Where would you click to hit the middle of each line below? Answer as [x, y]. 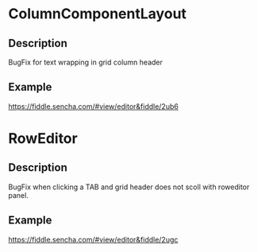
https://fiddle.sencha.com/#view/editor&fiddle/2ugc [93, 239]
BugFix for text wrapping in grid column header [85, 62]
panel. [19, 195]
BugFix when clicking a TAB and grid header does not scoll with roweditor [129, 187]
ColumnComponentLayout [97, 14]
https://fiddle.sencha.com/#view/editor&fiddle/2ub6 [93, 106]
